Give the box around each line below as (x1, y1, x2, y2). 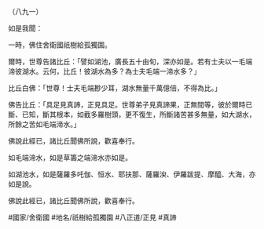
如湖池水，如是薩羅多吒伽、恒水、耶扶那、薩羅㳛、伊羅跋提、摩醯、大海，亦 (8, 169, 256, 179)
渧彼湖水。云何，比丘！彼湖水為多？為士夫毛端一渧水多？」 (8, 67, 201, 76)
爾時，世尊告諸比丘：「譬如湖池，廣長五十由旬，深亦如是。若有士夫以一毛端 (8, 57, 253, 66)
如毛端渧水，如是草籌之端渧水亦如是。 (8, 153, 132, 162)
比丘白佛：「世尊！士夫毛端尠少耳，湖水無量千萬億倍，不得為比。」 (8, 83, 222, 93)
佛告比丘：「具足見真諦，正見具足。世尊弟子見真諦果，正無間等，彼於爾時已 (8, 100, 253, 109)
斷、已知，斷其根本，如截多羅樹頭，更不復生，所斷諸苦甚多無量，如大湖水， (8, 110, 256, 119)
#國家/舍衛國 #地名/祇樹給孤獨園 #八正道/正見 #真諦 (8, 213, 177, 222)
